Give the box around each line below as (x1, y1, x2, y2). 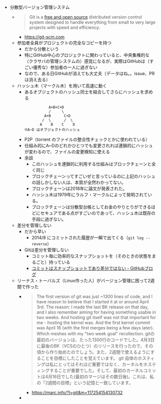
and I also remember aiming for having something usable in (36, 309, 156, 315)
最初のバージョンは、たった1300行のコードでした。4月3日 (36, 337, 155, 343)
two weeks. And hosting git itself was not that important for (36, 315, 156, 320)
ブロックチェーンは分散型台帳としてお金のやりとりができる (31, 204, 152, 210)
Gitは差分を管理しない (24, 247, 69, 253)
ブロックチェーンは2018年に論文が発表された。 (31, 186, 127, 191)
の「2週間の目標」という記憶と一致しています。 (36, 380, 133, 385)
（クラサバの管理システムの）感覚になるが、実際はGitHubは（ (24, 58, 150, 64)
